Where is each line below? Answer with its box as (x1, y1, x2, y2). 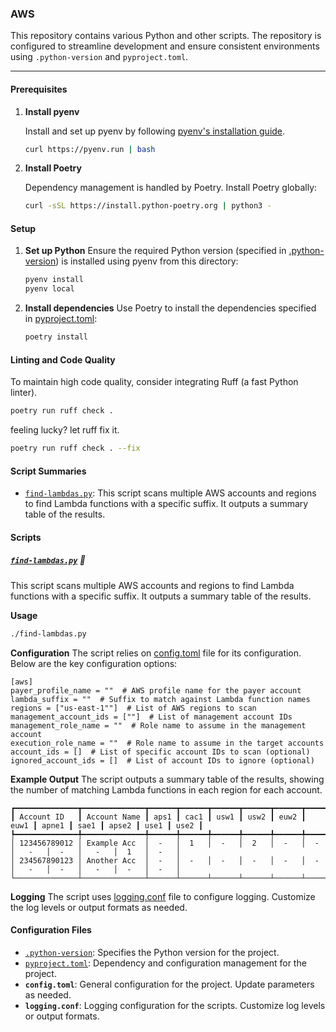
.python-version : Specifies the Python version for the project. (24, 946, 280, 958)
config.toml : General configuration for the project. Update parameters (24, 978, 315, 990)
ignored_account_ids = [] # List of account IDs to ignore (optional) (10, 755, 315, 766)
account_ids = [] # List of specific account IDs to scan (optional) (10, 747, 311, 757)
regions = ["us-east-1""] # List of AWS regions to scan (10, 703, 257, 713)
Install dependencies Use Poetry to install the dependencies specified (24, 302, 317, 314)
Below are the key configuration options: (10, 657, 178, 669)
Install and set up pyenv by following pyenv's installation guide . (24, 125, 286, 137)
